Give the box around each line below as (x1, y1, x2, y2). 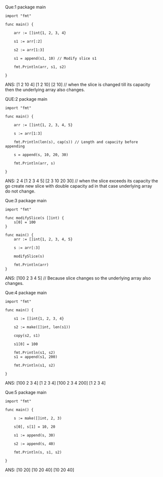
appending (5, 144, 25, 149)
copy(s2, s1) (14, 333, 40, 338)
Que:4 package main (5, 290, 47, 296)
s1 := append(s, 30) (14, 433, 55, 438)
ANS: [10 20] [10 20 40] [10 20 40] (5, 467, 74, 473)
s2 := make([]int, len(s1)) (14, 325, 71, 330)
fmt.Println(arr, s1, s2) (14, 65, 67, 70)
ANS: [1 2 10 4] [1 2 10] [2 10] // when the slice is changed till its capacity (5, 82, 151, 87)
